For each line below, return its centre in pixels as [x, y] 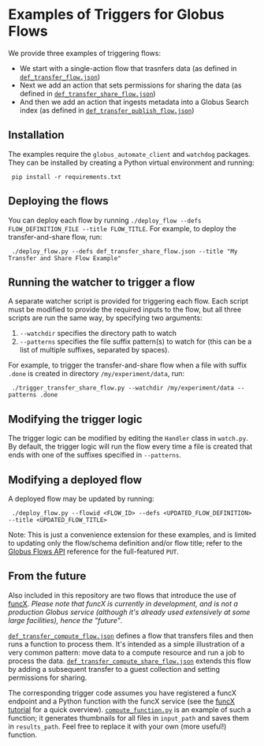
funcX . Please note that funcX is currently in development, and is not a [123, 603]
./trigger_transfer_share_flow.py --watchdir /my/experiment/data [123, 388]
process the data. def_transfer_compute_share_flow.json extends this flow [130, 661]
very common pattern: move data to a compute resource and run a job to [126, 652]
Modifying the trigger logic [76, 419]
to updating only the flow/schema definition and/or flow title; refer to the [125, 543]
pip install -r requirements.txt [67, 177]
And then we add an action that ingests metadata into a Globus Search [134, 102]
